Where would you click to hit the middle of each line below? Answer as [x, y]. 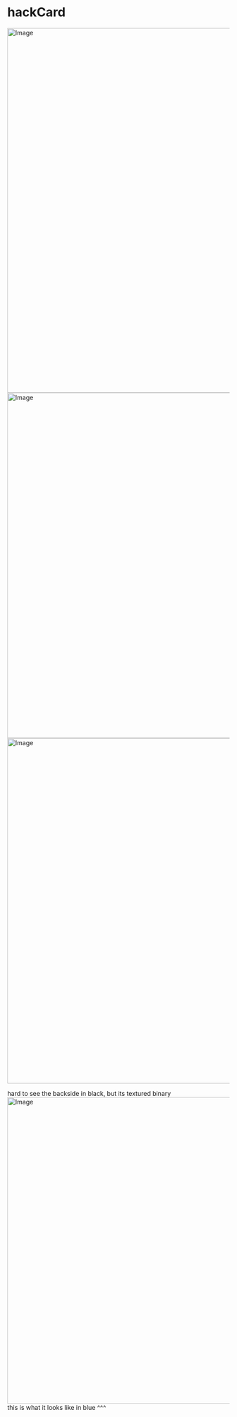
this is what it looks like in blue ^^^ [57, 1407]
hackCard [36, 12]
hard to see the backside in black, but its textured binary [89, 1093]
